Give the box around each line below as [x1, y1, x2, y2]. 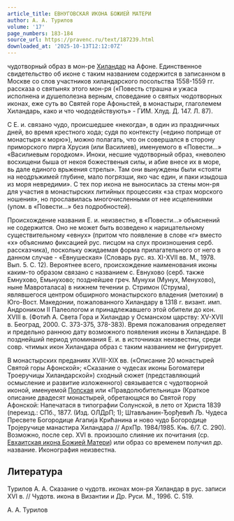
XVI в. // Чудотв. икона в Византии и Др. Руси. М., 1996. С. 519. [7, 492, 194, 500]
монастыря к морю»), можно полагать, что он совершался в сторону [7, 135, 215, 144]
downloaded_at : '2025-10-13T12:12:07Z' [7, 43, 124, 50]
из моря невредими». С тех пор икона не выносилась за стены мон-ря [7, 180, 220, 188]
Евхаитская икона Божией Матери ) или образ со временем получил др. [7, 438, 224, 446]
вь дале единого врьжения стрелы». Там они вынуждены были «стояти [7, 165, 221, 173]
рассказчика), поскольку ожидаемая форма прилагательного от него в [7, 246, 221, 254]
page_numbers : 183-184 [7, 29, 73, 37]
